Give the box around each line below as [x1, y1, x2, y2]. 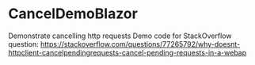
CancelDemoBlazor [8, 5, 139, 23]
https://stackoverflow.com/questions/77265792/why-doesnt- [40, 39, 241, 48]
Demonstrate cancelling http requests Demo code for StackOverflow [8, 31, 232, 40]
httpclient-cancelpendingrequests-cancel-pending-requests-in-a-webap [8, 48, 247, 57]
